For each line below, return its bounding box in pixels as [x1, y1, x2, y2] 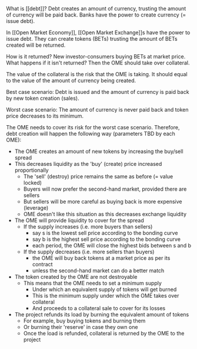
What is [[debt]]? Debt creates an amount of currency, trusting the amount [6, 5, 186, 12]
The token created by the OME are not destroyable [14, 273, 138, 280]
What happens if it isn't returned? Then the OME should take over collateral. [6, 59, 190, 66]
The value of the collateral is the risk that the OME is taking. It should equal [6, 71, 188, 77]
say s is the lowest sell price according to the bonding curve [32, 230, 178, 236]
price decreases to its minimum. [6, 112, 84, 119]
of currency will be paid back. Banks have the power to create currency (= [6, 11, 186, 18]
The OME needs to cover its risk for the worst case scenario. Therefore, [6, 124, 180, 131]
